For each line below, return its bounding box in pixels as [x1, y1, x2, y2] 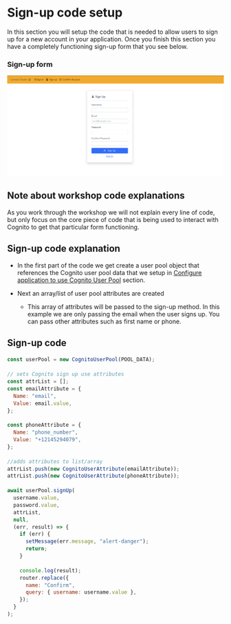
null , [13, 516, 30, 523]
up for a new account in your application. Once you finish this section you [7, 34, 216, 43]
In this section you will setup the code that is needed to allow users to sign [7, 28, 218, 36]
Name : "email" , [13, 392, 57, 399]
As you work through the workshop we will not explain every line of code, [7, 208, 215, 217]
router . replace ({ [19, 574, 69, 581]
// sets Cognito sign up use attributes [7, 371, 125, 378]
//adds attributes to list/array [7, 458, 103, 465]
